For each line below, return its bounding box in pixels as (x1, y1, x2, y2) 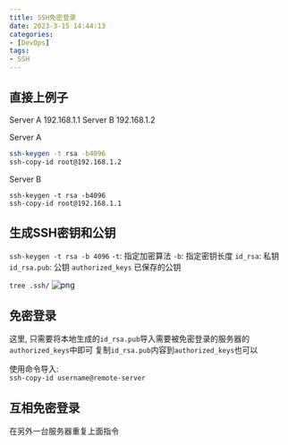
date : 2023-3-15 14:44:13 (9, 21, 106, 30)
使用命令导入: (9, 364, 60, 374)
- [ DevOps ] (9, 38, 50, 47)
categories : (9, 30, 54, 39)
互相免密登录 (9, 400, 80, 415)
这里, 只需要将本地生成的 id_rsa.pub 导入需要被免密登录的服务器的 (9, 333, 250, 345)
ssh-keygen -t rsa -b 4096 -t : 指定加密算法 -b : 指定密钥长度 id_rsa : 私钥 (9, 251, 280, 261)
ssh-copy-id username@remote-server (9, 373, 146, 383)
